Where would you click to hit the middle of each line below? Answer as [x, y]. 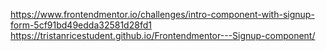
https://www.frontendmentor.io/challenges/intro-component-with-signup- [162, 14]
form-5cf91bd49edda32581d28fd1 [81, 25]
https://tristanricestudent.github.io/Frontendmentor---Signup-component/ [163, 35]
